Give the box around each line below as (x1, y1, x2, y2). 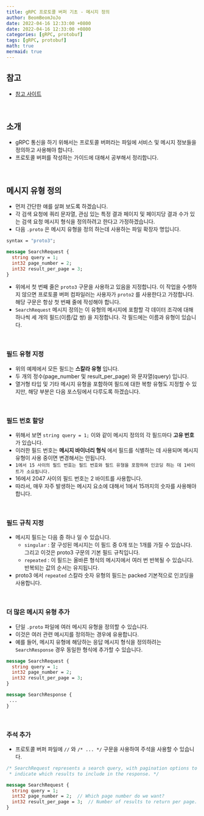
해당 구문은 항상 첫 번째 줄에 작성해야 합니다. (15, 298, 121, 306)
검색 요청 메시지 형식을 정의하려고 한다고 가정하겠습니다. (21, 218, 155, 226)
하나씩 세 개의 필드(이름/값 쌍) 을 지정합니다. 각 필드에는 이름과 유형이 (15, 313, 180, 321)
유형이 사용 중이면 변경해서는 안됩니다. (15, 454, 107, 462)
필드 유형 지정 (6, 350, 44, 359)
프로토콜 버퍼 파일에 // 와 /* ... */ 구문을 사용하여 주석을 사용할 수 (15, 745, 178, 753)
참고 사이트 (15, 90, 42, 98)
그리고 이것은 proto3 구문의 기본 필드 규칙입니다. (24, 549, 140, 556)
